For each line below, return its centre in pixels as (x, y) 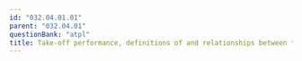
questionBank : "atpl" (50, 34)
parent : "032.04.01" (48, 26)
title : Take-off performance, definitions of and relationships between (148, 43)
